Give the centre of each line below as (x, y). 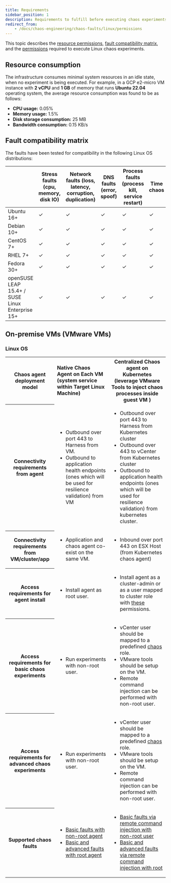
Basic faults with (85, 830)
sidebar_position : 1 (27, 15)
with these (132, 603)
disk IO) (50, 199)
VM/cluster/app (30, 559)
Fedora (16, 263)
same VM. (78, 559)
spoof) (109, 196)
